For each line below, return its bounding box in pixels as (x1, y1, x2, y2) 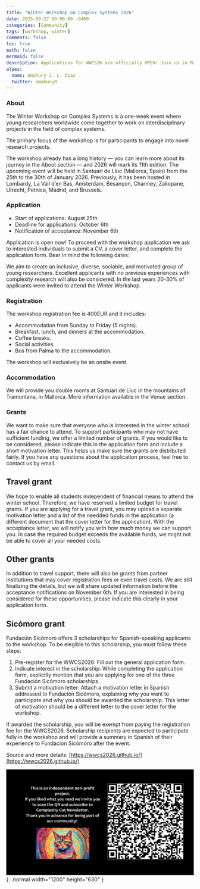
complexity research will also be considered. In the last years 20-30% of (6, 276, 185, 283)
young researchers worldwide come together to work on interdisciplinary (6, 119, 186, 126)
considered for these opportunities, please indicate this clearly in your (6, 595, 179, 602)
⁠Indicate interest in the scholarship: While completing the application (14, 665, 183, 672)
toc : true (6, 41, 31, 47)
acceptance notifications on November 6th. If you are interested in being (6, 589, 185, 596)
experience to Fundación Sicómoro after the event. (6, 740, 131, 747)
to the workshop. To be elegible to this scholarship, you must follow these (6, 641, 187, 648)
